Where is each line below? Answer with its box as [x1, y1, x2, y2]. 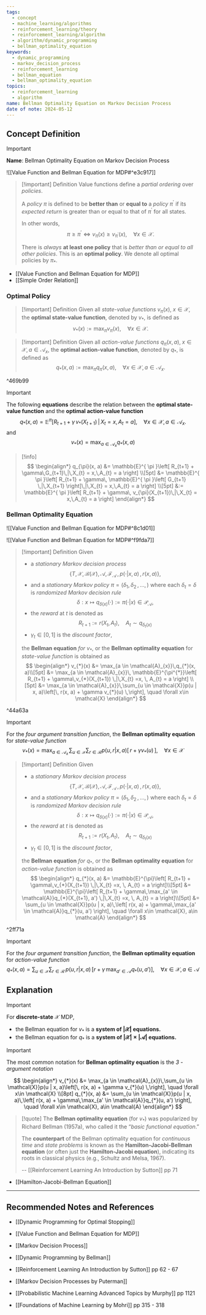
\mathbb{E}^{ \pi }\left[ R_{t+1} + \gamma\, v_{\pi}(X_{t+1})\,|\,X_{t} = [24, 489, 197, 496]
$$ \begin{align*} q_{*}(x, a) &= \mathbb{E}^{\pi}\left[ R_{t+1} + [30, 875, 191, 882]
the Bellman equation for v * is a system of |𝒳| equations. [15, 1025, 161, 1034]
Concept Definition [6, 128, 81, 139]
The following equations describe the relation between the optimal [6, 400, 176, 408]
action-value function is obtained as [21, 865, 113, 872]
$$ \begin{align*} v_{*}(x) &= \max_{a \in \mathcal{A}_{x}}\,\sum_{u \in [13, 1077, 193, 1084]
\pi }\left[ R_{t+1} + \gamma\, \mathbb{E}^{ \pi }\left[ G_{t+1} [35, 475, 186, 483]
